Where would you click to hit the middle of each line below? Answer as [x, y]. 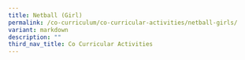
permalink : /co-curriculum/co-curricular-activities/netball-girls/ [123, 23]
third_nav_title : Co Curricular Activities [81, 44]
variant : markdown [38, 30]
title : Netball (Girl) [45, 15]
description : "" [35, 37]
